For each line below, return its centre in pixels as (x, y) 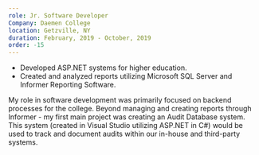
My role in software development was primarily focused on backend (120, 100)
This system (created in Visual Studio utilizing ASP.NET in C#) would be (126, 126)
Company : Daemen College (49, 23)
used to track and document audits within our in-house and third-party (124, 134)
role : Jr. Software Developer (59, 15)
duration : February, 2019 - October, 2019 (80, 38)
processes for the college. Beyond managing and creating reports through (130, 109)
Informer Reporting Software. (68, 85)
